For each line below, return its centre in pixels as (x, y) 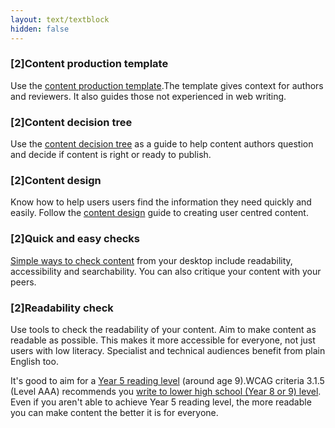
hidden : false (40, 29)
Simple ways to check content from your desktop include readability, (151, 260)
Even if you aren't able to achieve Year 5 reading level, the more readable (161, 402)
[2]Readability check (62, 308)
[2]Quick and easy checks (75, 239)
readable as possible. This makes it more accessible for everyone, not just (163, 340)
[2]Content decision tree (71, 122)
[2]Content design (56, 181)
